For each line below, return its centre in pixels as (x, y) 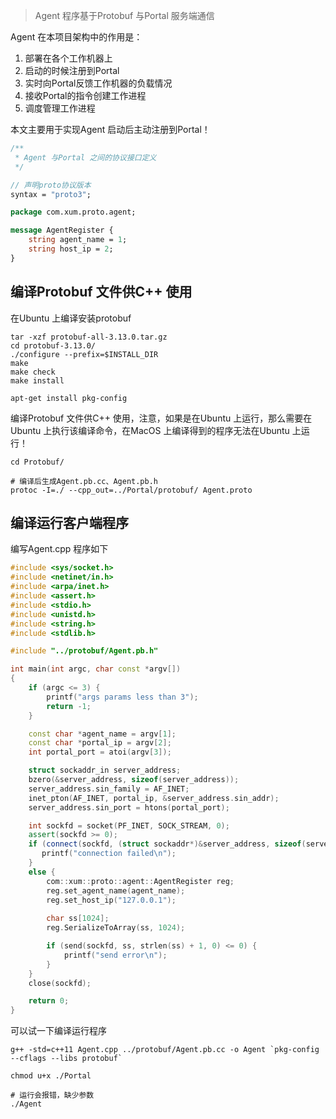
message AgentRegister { (62, 230)
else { (42, 872)
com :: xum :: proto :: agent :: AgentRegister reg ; (140, 881)
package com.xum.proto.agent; (73, 212)
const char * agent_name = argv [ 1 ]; (102, 734)
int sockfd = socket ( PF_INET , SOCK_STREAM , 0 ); (129, 825)
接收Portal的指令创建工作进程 (85, 95)
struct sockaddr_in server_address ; (105, 770)
